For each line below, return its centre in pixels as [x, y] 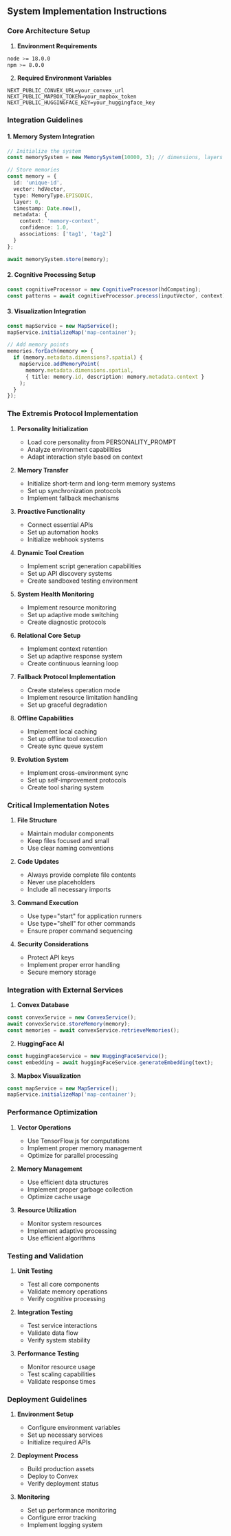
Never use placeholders [61, 882]
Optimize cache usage [59, 1196]
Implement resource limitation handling [82, 697]
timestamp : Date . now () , [47, 208]
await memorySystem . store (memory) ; [58, 259]
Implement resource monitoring [72, 607]
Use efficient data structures [68, 1182]
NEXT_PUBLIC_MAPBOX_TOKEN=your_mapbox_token [72, 97]
